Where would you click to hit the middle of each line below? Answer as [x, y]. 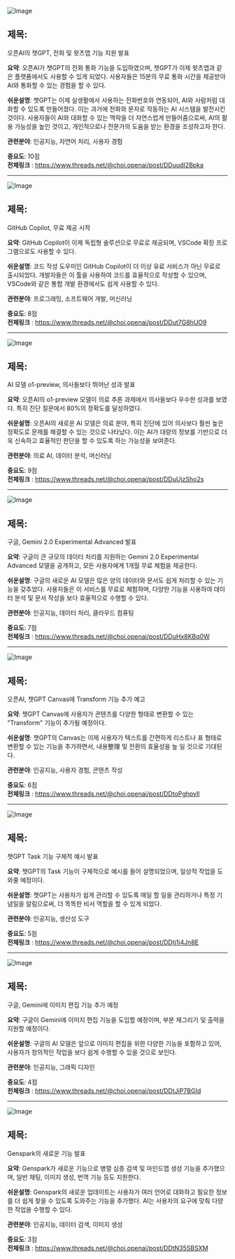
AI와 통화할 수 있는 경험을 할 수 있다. [57, 85]
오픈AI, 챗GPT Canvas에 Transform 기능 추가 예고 [76, 699]
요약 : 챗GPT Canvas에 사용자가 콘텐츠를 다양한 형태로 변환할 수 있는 [101, 714]
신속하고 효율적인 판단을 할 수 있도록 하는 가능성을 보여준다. [95, 441]
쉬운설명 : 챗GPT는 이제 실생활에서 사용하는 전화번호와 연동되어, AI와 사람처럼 [113, 100]
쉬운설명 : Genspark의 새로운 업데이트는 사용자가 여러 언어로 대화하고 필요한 [111, 1192]
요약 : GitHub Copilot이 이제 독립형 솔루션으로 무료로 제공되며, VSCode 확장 [111, 243]
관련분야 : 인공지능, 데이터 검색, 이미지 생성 [65, 1224]
